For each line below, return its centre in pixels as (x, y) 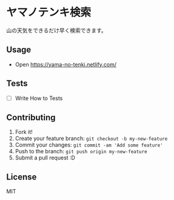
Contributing (31, 118)
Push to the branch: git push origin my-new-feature (81, 152)
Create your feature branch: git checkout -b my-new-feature (91, 138)
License (22, 177)
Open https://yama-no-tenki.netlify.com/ (66, 64)
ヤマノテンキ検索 (49, 12)
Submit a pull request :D (45, 158)
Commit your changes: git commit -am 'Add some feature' (89, 145)
